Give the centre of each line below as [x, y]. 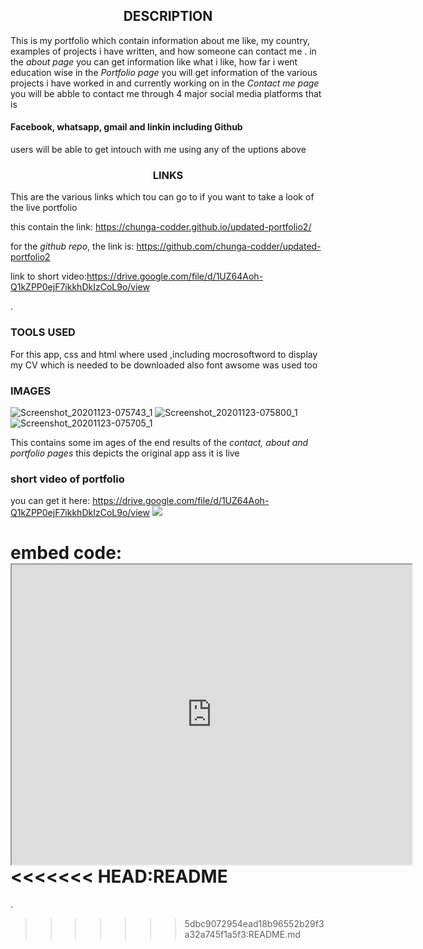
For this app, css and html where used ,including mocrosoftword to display [164, 354]
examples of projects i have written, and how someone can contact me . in [163, 51]
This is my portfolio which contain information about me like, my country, [160, 40]
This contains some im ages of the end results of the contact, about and [159, 442]
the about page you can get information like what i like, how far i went [154, 61]
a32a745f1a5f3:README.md [242, 935]
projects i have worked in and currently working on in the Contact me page [165, 83]
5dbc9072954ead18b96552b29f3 [254, 924]
